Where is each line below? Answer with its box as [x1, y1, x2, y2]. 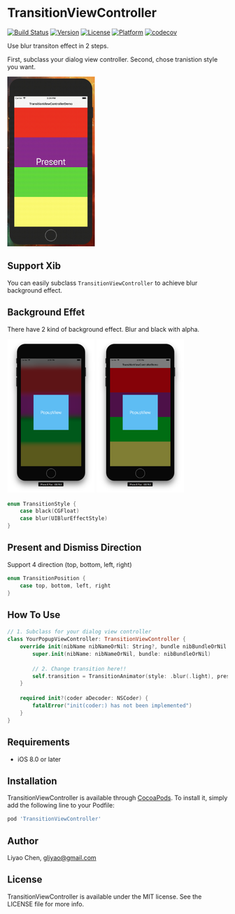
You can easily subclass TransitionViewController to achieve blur [7, 279, 198, 287]
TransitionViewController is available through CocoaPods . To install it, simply [7, 794, 228, 802]
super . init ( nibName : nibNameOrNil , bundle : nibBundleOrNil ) [32, 650, 211, 657]
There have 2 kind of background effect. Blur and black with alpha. [7, 325, 200, 333]
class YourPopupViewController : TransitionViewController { [7, 635, 187, 643]
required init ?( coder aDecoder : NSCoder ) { [20, 695, 149, 702]
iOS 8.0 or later [17, 754, 62, 764]
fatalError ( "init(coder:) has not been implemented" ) [32, 702, 192, 710]
